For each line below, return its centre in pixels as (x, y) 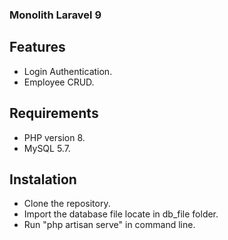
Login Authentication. (68, 71)
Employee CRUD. (59, 82)
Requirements (54, 113)
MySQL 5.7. (47, 148)
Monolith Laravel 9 (55, 15)
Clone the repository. (67, 204)
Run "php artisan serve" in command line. (109, 225)
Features (37, 47)
